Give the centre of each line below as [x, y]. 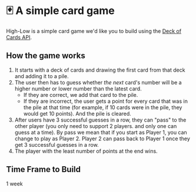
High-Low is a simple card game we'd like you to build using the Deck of [94, 31]
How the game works [46, 56]
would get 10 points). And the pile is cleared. [77, 113]
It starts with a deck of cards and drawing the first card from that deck [100, 70]
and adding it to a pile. [41, 76]
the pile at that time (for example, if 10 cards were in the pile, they [103, 107]
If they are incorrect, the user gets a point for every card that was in [106, 101]
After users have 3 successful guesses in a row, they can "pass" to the [100, 120]
